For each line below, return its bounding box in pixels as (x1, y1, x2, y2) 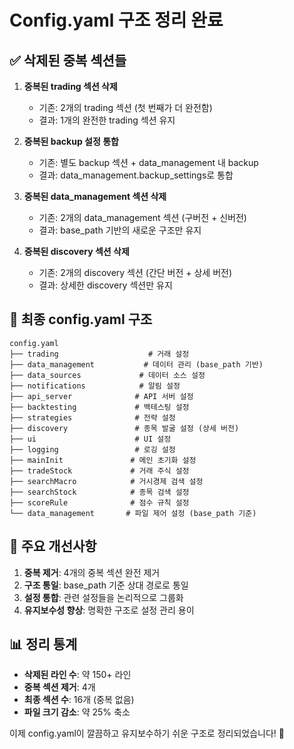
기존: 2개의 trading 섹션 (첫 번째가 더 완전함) (38, 102, 213, 113)
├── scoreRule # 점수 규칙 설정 (9, 497, 190, 508)
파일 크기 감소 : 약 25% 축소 (23, 706, 131, 718)
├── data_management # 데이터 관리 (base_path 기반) (9, 359, 264, 370)
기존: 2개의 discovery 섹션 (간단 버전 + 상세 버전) (38, 267, 233, 278)
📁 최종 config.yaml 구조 (9, 311, 153, 328)
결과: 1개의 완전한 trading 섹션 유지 (38, 114, 176, 126)
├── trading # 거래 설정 (9, 349, 190, 359)
